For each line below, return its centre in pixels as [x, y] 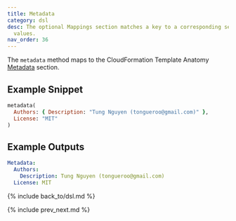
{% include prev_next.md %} [48, 209]
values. [25, 33]
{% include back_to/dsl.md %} [52, 196]
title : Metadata [31, 14]
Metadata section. [33, 67]
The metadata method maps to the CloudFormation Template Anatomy [108, 60]
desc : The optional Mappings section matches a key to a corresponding [114, 27]
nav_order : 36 [28, 40]
